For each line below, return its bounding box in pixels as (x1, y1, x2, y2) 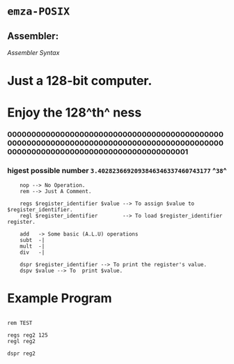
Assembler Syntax (7, 49, 60, 56)
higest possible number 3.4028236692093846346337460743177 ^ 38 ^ (7, 166, 227, 176)
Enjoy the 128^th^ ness (7, 105, 142, 121)
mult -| (19, 243, 45, 250)
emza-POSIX (7, 5, 70, 18)
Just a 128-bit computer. (7, 73, 153, 89)
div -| (19, 249, 45, 256)
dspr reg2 (7, 350, 36, 357)
